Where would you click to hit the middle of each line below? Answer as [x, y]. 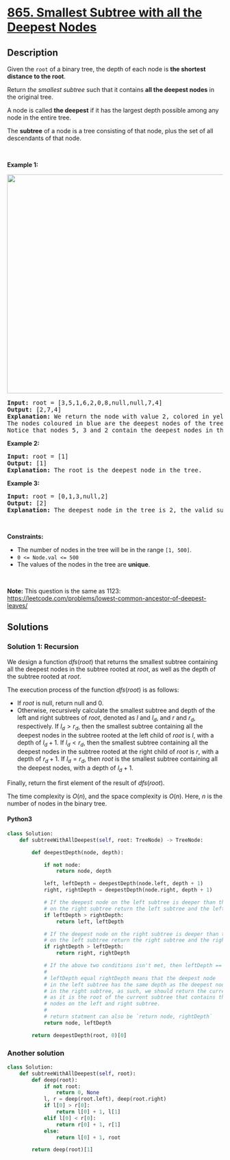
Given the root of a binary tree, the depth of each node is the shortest [106, 69]
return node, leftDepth [77, 1023]
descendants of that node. [44, 138]
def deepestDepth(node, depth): [78, 852]
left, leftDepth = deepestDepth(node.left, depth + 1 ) [124, 884]
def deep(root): [55, 1080]
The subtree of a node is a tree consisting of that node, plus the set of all [110, 131]
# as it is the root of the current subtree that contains [129, 997]
